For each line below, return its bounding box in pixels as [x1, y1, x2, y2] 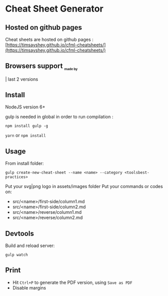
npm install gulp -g [5, 124, 49, 129]
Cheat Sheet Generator [5, 3, 104, 15]
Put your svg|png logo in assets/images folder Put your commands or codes [5, 184, 163, 190]
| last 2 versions [5, 76, 39, 82]
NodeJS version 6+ [5, 104, 45, 110]
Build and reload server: [5, 243, 55, 249]
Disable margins [12, 284, 46, 290]
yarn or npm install [5, 132, 46, 139]
